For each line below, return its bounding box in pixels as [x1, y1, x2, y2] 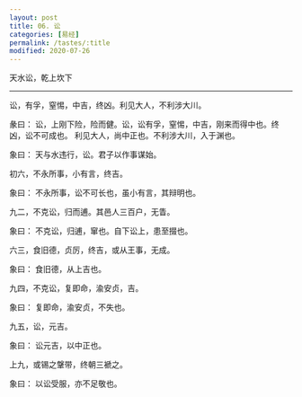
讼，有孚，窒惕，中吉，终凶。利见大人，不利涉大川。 [9, 100, 207, 110]
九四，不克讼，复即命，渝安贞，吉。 [9, 283, 144, 294]
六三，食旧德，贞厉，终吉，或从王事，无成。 [9, 244, 175, 256]
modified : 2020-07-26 [9, 47, 91, 56]
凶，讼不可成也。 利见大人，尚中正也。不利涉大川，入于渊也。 [9, 130, 240, 141]
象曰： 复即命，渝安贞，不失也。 [9, 302, 130, 313]
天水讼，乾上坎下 [9, 73, 73, 84]
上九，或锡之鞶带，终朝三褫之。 [9, 359, 128, 370]
